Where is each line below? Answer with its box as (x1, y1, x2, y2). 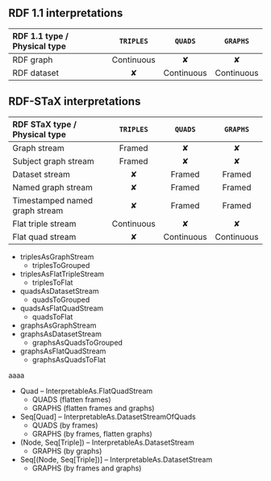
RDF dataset (12, 67, 59, 78)
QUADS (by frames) (31, 420, 98, 430)
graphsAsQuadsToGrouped (31, 337, 123, 347)
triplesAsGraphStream (19, 252, 94, 261)
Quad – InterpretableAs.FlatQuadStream (19, 386, 153, 395)
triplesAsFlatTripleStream (19, 269, 105, 278)
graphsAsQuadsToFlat (31, 354, 106, 364)
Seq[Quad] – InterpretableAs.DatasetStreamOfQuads (19, 412, 196, 421)
